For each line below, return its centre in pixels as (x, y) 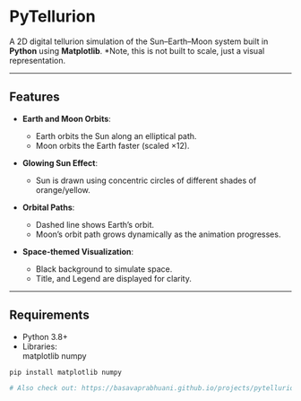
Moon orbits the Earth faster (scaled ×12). (112, 145)
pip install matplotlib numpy (66, 372)
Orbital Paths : (48, 207)
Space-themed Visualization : (78, 251)
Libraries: (40, 346)
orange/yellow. (63, 189)
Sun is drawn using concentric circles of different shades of (146, 180)
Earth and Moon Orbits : (67, 118)
